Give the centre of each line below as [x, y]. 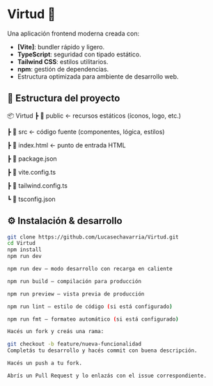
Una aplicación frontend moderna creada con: [73, 33]
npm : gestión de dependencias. [63, 69]
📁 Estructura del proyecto [64, 98]
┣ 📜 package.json [32, 159]
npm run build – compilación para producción [74, 281]
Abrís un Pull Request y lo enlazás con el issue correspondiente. [107, 376]
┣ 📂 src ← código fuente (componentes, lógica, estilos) [86, 131]
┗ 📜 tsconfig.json [31, 199]
